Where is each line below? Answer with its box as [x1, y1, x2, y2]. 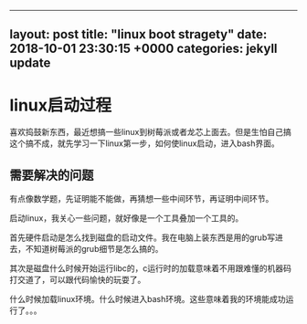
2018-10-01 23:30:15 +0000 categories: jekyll [9, 41, 278, 57]
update [9, 56, 51, 71]
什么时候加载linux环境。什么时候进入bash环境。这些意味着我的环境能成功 [9, 294, 286, 305]
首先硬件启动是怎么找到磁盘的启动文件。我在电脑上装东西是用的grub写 [9, 232, 276, 243]
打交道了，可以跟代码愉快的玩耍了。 [9, 275, 146, 286]
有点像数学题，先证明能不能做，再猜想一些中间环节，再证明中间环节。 [9, 193, 274, 204]
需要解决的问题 [9, 167, 94, 183]
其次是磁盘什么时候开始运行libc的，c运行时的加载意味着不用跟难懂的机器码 [9, 263, 292, 274]
